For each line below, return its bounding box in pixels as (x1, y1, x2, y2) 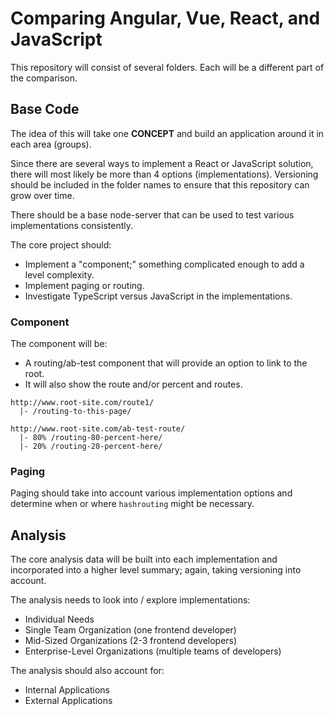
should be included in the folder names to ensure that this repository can (10, 178, 310, 191)
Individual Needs (24, 613, 95, 626)
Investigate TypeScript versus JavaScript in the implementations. (24, 290, 293, 302)
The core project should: (10, 238, 112, 251)
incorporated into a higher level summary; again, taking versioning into (10, 564, 302, 576)
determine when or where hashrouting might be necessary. (10, 498, 255, 510)
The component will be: (10, 338, 108, 350)
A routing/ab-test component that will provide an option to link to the (24, 357, 308, 369)
